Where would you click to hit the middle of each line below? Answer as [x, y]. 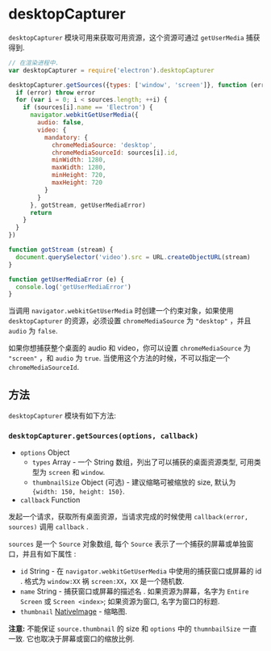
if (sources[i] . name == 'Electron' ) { [88, 107]
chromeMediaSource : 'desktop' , [104, 145]
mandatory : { [66, 137]
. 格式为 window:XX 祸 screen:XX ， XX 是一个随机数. [102, 582]
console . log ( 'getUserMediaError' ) [73, 287]
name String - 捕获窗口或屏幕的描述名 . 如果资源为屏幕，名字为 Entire [134, 591]
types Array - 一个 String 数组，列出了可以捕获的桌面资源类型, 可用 [143, 462]
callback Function [50, 500]
